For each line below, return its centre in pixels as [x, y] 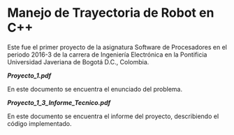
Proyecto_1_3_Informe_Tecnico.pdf [59, 102]
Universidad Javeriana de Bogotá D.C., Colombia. [78, 62]
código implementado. [39, 123]
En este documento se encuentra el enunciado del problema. [95, 89]
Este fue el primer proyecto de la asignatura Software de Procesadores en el [117, 47]
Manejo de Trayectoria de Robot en [111, 13]
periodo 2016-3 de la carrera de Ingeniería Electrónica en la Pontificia [107, 55]
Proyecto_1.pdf [29, 76]
